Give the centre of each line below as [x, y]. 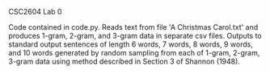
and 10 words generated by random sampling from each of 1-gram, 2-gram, [134, 53]
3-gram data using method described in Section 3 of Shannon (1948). [124, 61]
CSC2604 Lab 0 [35, 12]
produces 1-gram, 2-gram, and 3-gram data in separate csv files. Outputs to [135, 36]
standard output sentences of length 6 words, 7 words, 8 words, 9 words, [131, 44]
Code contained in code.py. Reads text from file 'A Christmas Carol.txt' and [133, 27]
